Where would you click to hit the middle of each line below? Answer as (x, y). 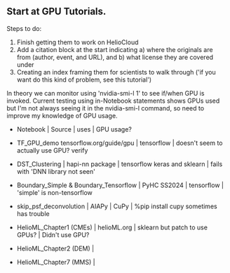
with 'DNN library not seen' (56, 171)
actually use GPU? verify (52, 150)
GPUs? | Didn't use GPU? (53, 234)
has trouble (33, 213)
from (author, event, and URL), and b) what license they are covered (115, 57)
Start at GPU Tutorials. (56, 12)
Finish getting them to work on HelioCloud (77, 42)
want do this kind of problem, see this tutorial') (84, 80)
